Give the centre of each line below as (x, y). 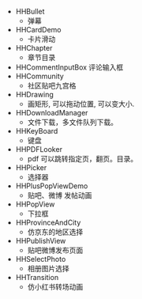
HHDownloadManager (52, 113)
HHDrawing (34, 95)
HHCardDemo (38, 30)
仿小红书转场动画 (55, 287)
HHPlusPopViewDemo (52, 186)
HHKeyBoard (37, 131)
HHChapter (34, 48)
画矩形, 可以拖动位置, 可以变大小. (81, 104)
